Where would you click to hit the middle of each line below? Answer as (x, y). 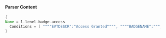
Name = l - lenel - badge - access (35, 22)
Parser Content (21, 7)
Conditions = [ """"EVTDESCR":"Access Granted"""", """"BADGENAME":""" (85, 26)
